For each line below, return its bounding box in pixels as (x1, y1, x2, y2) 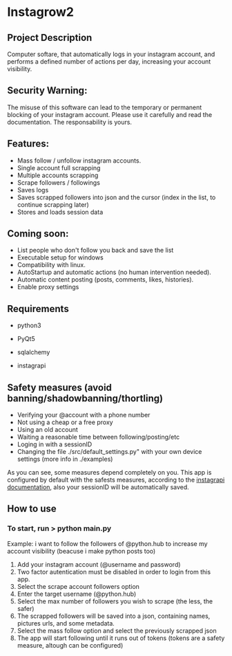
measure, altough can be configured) (17, 641, 124, 649)
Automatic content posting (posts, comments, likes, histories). (17, 275, 194, 284)
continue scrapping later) (17, 200, 90, 208)
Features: (7, 138, 50, 149)
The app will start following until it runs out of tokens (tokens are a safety (17, 634, 225, 642)
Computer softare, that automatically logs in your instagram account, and (7, 50, 215, 58)
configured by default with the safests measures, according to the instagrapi (7, 475, 225, 484)
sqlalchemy (17, 348, 50, 356)
